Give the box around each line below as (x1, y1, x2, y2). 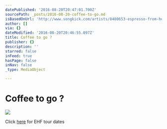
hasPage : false (5, 58, 37, 63)
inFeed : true (5, 53, 32, 59)
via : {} (5, 26, 21, 31)
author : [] (5, 21, 28, 26)
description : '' (5, 44, 39, 49)
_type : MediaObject (5, 67, 46, 72)
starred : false (5, 49, 37, 54)
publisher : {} (5, 40, 35, 45)
